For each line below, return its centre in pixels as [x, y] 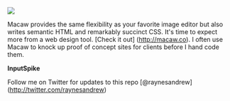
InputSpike [24, 68]
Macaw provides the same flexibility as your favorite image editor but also [115, 24]
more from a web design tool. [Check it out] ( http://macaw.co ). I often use [115, 39]
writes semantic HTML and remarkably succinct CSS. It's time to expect [113, 32]
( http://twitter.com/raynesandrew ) [57, 90]
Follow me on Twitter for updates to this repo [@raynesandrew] [100, 82]
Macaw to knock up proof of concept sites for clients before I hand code [114, 47]
